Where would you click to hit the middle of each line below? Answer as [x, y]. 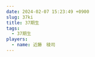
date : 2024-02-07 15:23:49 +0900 [48, 12]
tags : [13, 28]
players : [17, 39]
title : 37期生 [23, 23]
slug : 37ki [20, 17]
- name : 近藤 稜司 [33, 45]
